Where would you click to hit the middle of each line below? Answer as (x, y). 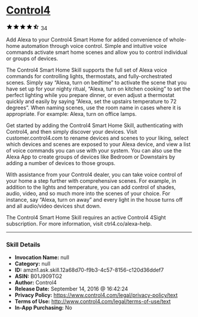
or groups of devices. (32, 58)
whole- (178, 40)
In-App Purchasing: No (43, 308)
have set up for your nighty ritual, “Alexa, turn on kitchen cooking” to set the (98, 89)
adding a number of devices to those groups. (61, 163)
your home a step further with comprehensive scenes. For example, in (91, 180)
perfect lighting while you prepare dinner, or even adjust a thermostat (90, 95)
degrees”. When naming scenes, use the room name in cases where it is (94, 108)
